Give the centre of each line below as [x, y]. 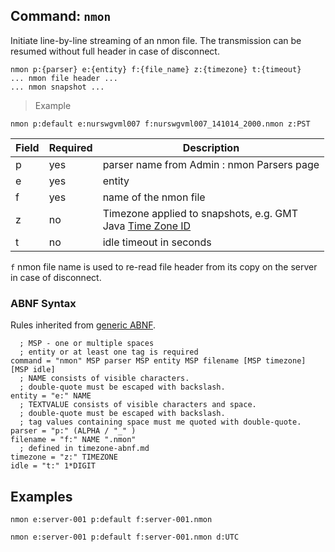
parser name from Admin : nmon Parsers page [211, 164]
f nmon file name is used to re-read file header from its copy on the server [164, 266]
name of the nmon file [154, 197]
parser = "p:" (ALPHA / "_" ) [73, 431]
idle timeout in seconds [157, 242]
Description [211, 147]
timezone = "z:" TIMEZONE [64, 457]
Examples [41, 496]
